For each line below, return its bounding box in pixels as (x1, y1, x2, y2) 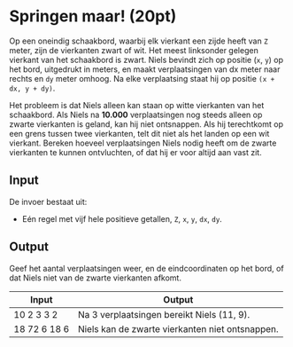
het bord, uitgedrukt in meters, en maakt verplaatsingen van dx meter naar (9, 64, 281, 75)
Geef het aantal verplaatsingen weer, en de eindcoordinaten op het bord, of (9, 263, 285, 273)
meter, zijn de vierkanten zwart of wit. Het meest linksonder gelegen (9, 44, 258, 55)
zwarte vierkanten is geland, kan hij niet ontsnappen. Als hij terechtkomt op (9, 118, 283, 130)
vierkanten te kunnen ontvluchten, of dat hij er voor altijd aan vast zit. (9, 146, 263, 157)
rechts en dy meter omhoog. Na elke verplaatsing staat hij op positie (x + (9, 73, 275, 83)
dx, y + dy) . (9, 83, 56, 93)
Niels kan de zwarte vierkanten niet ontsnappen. (78, 322, 279, 335)
